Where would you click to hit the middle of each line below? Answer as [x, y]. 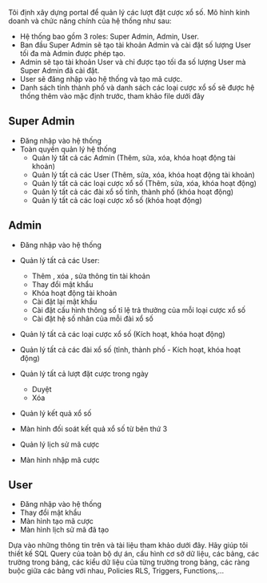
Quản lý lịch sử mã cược [60, 444]
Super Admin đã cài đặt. [60, 71]
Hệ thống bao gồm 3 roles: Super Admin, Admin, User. [110, 36]
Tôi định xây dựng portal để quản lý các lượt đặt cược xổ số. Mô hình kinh [129, 12]
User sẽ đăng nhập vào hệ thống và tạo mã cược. [101, 79]
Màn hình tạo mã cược [57, 521]
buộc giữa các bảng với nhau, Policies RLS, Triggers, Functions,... [116, 571]
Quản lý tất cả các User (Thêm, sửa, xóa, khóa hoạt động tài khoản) [143, 174]
